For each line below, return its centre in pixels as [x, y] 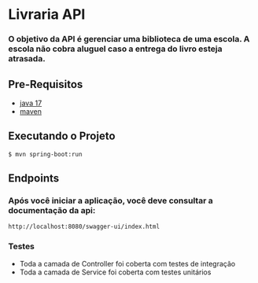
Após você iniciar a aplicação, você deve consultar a [111, 200]
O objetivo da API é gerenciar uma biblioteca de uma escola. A [129, 39]
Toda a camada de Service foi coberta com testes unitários [115, 272]
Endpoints [34, 178]
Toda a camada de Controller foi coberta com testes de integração [127, 263]
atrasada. [27, 59]
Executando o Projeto [62, 136]
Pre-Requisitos [46, 84]
